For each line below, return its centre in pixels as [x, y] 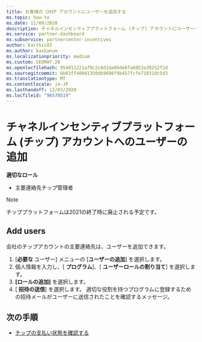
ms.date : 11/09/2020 [32, 23]
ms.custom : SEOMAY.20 [33, 62]
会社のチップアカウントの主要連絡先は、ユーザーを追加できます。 [88, 246]
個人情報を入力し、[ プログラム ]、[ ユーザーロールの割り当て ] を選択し [103, 266]
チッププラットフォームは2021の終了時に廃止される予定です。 [83, 212]
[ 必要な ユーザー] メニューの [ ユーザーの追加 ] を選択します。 [90, 259]
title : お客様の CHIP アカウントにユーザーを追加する [66, 12]
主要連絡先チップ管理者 [44, 187]
